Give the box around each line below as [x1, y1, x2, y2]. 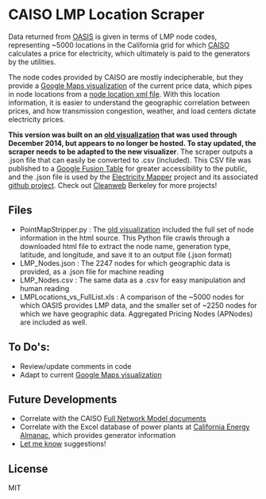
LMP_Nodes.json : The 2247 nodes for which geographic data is [19, 258, 230, 267]
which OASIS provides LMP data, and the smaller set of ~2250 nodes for [19, 300, 258, 310]
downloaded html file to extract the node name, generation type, [19, 241, 231, 251]
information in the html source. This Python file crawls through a [19, 232, 230, 243]
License [8, 462, 48, 475]
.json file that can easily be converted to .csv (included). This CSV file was [8, 155, 252, 164]
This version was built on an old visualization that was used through [8, 129, 237, 140]
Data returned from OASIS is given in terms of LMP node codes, [8, 32, 218, 41]
